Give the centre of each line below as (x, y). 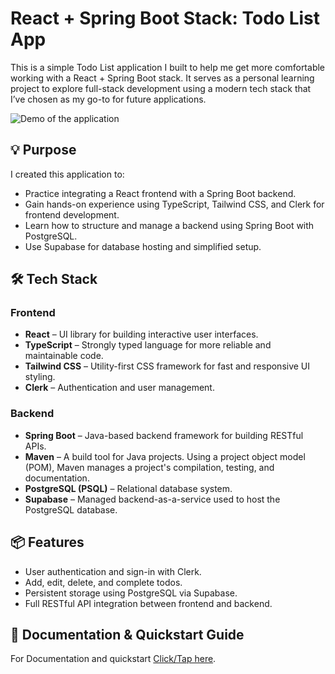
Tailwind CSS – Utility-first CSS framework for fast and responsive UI (167, 366)
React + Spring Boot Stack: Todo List (165, 18)
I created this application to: (67, 174)
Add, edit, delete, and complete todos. (103, 582)
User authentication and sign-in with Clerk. (113, 571)
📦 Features (47, 542)
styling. (40, 377)
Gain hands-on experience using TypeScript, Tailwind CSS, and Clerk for (174, 204)
